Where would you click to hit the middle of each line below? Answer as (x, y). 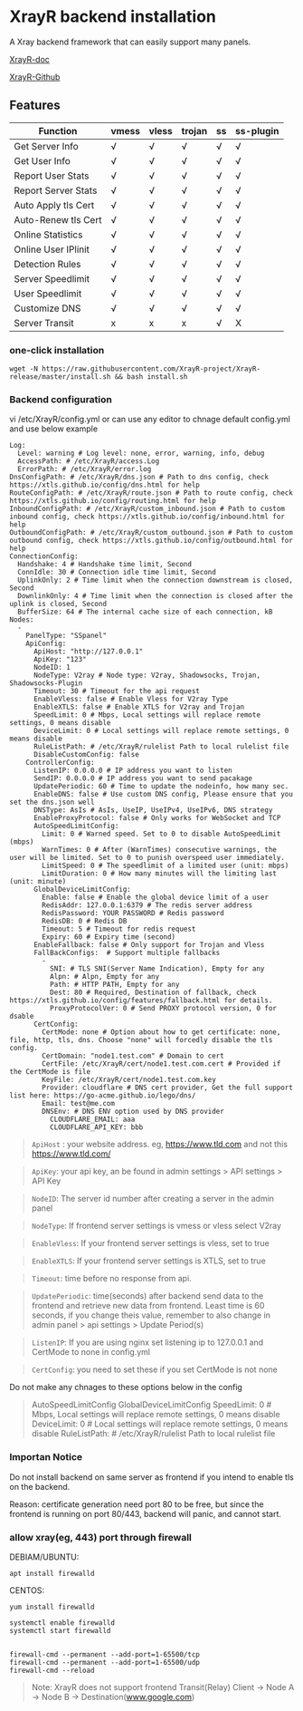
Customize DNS (47, 308)
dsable (22, 1017)
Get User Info (42, 160)
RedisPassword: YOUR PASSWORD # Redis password (133, 913)
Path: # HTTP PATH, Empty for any (114, 985)
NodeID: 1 (52, 668)
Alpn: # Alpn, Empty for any (104, 977)
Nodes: (22, 620)
